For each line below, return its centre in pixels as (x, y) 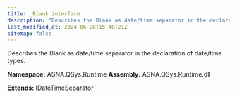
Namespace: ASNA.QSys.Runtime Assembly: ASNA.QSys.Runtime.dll (109, 74)
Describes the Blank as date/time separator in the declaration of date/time (115, 53)
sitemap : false (30, 33)
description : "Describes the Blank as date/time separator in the (107, 20)
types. (17, 61)
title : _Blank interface (44, 14)
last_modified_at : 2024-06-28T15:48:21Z (68, 27)
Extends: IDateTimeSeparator (50, 88)
